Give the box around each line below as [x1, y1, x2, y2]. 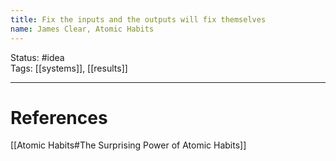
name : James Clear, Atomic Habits [10, 24, 155, 34]
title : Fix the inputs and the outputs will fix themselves [10, 14, 267, 25]
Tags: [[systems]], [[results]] [10, 62, 128, 74]
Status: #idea [10, 51, 65, 63]
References [10, 106, 108, 129]
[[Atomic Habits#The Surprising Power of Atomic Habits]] [10, 139, 247, 151]
